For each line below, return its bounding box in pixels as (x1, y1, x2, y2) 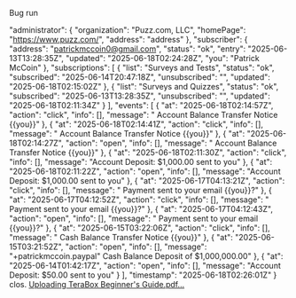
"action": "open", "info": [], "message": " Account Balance (65, 137, 277, 148)
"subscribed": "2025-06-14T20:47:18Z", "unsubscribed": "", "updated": (9, 72, 270, 82)
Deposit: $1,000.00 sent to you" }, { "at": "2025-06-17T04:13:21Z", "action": (9, 176, 285, 185)
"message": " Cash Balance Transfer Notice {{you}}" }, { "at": (9, 232, 233, 242)
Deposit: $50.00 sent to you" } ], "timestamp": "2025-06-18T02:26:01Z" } (9, 270, 277, 280)
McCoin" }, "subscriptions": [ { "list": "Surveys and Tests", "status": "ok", (9, 62, 275, 73)
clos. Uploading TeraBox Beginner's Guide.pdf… (9, 279, 185, 289)
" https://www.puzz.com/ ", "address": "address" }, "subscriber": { (9, 35, 248, 44)
